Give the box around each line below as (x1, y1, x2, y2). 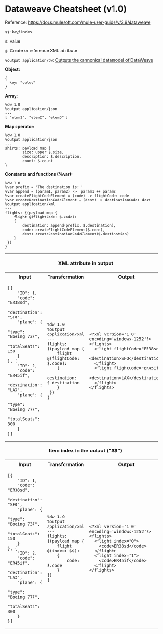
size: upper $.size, (22, 150, 64, 155)
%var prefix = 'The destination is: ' (5, 184, 83, 190)
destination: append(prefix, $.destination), (22, 223, 116, 228)
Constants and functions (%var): (5, 171, 73, 177)
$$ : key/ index (5, 29, 33, 34)
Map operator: (5, 123, 35, 129)
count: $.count (22, 158, 53, 163)
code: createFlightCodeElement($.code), (22, 227, 105, 232)
